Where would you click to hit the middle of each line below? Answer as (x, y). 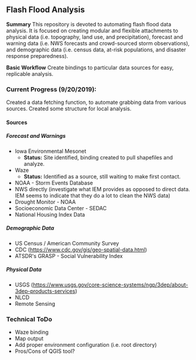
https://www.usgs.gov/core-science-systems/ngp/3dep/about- (111, 284)
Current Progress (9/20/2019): (52, 89)
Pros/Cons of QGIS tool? (45, 351)
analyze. (34, 164)
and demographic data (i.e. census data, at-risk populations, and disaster (96, 50)
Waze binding (32, 332)
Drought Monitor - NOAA (45, 202)
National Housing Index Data (50, 214)
